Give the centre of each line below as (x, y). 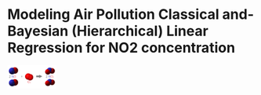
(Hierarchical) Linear (140, 31)
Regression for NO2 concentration (121, 48)
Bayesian (38, 31)
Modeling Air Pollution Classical (113, 15)
